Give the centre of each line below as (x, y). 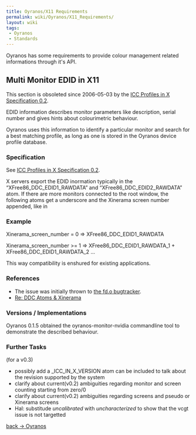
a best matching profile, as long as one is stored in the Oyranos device (92, 136)
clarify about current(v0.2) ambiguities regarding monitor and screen (98, 384)
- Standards (23, 39)
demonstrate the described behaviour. (52, 332)
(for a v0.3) (20, 360)
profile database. (27, 142)
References (23, 278)
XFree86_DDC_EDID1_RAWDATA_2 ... (51, 252)
